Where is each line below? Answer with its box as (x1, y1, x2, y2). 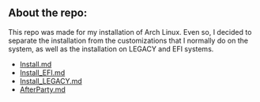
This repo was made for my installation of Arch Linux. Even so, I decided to (8, 27, 252, 36)
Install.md (19, 59, 52, 69)
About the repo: (8, 6, 88, 20)
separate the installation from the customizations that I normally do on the (8, 36, 249, 45)
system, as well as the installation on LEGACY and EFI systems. (8, 43, 214, 54)
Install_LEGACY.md (19, 76, 83, 85)
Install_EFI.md (19, 67, 66, 77)
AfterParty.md (19, 85, 66, 94)
